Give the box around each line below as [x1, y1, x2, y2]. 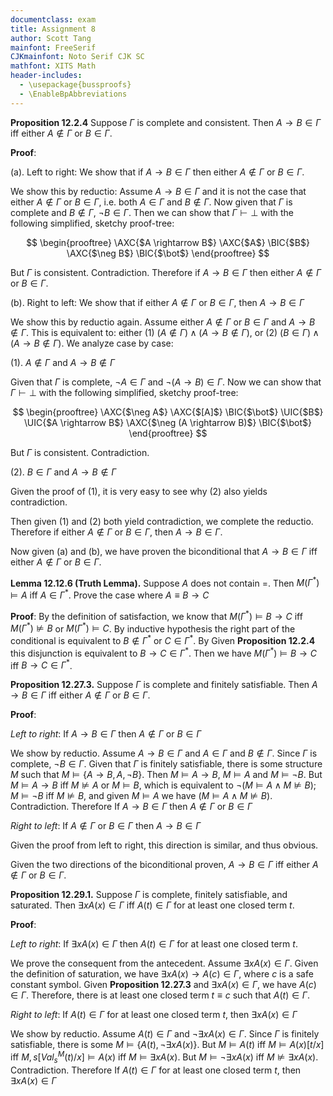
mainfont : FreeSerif [10, 42, 97, 53]
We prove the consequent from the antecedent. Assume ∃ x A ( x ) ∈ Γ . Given [10, 957, 319, 970]
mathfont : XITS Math [10, 61, 97, 71]
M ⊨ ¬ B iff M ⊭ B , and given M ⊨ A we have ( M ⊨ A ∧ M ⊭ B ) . [10, 790, 273, 802]
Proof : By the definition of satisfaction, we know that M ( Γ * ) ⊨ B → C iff [10, 608, 303, 622]
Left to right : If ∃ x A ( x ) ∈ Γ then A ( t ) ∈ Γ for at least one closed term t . [10, 938, 298, 950]
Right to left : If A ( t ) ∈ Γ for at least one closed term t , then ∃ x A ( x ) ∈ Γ [10, 1009, 298, 1021]
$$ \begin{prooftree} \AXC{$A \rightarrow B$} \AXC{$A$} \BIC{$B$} [26, 236, 310, 248]
